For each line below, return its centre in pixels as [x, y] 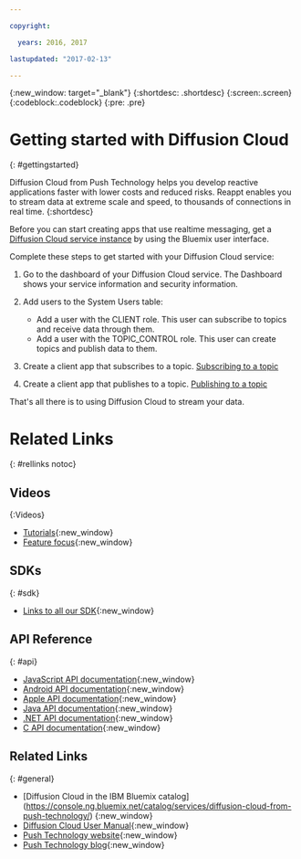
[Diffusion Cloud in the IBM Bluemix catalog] [106, 796]
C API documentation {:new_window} [92, 727]
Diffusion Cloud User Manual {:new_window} [106, 825]
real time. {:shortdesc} [52, 212]
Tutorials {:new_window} [68, 533]
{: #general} [32, 779]
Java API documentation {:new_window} [98, 708]
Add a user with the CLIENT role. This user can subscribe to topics [161, 320]
